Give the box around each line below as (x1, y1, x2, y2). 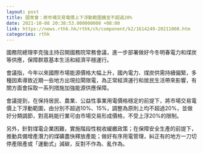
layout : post (6, 8, 39, 15)
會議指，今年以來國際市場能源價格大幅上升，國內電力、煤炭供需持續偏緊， (6, 69, 192, 76)
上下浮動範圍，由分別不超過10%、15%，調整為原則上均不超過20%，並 (11, 105, 188, 112)
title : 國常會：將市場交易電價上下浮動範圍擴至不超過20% (6, 15, 133, 21)
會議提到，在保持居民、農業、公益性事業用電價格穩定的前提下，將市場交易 (6, 97, 192, 105)
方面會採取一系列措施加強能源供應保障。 (11, 84, 112, 91)
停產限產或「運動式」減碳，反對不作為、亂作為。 (6, 140, 128, 148)
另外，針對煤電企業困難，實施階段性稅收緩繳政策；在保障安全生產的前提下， (6, 125, 197, 132)
